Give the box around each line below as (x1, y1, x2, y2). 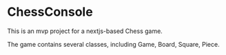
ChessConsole (7, 4, 93, 20)
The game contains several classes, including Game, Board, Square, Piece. (7, 40, 220, 48)
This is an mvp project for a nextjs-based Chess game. (7, 27, 163, 35)
